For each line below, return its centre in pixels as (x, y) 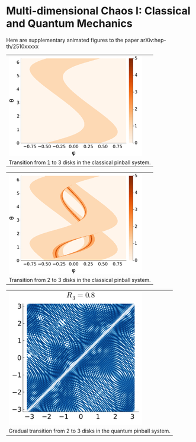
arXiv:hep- (153, 40)
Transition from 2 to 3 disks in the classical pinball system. (80, 280)
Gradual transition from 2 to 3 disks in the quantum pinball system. (89, 431)
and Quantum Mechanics (69, 23)
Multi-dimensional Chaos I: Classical (98, 11)
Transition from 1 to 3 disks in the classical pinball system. (80, 162)
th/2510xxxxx (23, 46)
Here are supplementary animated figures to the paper (73, 40)
